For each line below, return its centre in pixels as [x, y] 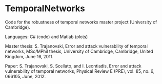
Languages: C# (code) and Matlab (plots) [46, 37]
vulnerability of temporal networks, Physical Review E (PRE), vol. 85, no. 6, [80, 71]
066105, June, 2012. [25, 76]
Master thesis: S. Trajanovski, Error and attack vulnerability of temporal [76, 46]
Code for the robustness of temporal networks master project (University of [81, 22]
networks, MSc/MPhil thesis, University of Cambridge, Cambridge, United [79, 51]
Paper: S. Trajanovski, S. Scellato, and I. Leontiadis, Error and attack [73, 66]
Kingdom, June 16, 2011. [29, 56]
